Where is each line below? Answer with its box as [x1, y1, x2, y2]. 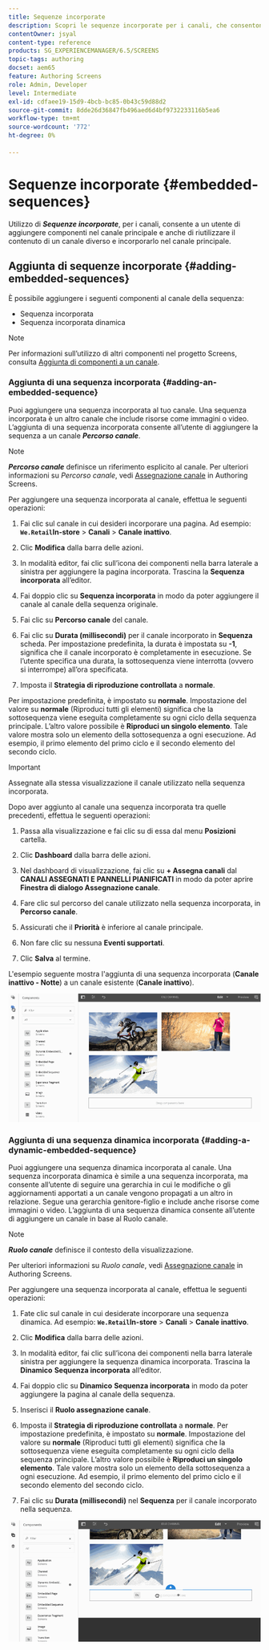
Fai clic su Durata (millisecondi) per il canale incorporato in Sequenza [19, 630, 253, 640]
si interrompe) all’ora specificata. [19, 664, 129, 674]
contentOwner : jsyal [8, 30, 78, 38]
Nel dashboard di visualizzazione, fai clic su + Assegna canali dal [19, 865, 238, 875]
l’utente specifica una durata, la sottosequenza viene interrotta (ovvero [19, 656, 254, 665]
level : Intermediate [8, 89, 78, 97]
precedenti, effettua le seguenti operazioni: [8, 811, 151, 820]
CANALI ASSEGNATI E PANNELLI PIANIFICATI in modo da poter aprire [19, 874, 254, 884]
